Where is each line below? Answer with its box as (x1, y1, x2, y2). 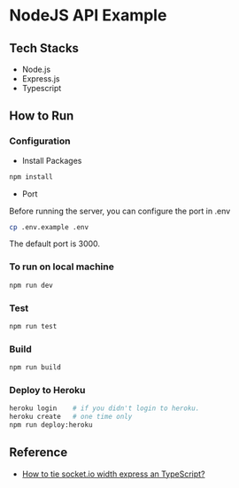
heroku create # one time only (9, 413, 133, 422)
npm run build (9, 363, 62, 372)
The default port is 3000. (9, 238, 100, 249)
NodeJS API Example (9, 5, 167, 26)
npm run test (9, 321, 58, 330)
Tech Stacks (9, 41, 80, 56)
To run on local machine (9, 260, 115, 273)
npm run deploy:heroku (9, 421, 93, 430)
